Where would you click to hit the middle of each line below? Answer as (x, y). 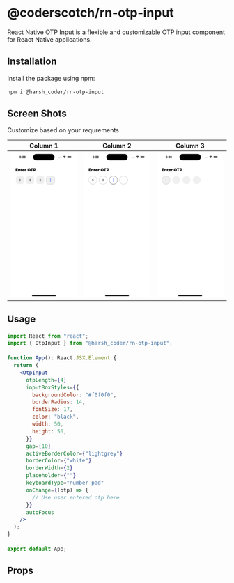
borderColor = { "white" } (58, 461)
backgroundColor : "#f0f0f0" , (75, 395)
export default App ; (37, 549)
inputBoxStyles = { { (52, 387)
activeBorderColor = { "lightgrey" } (74, 453)
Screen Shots (37, 114)
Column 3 (190, 146)
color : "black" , (56, 417)
